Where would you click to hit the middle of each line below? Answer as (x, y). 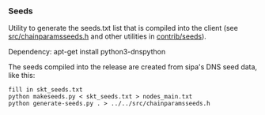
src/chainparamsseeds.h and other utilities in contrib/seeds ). (108, 36)
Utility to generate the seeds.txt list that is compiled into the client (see (123, 28)
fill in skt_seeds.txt (45, 90)
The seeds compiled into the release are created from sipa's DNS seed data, (133, 67)
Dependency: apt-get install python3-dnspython (87, 52)
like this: (22, 76)
